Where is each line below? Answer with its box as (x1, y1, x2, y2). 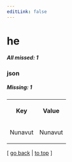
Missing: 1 (7, 84, 32, 91)
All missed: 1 (7, 54, 39, 61)
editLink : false (7, 8, 47, 15)
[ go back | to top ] (7, 149, 52, 156)
